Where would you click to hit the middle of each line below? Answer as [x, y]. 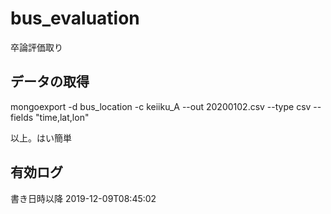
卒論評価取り [36, 47]
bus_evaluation [75, 18]
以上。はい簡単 [41, 138]
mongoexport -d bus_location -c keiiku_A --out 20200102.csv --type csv [161, 106]
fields [22, 117]
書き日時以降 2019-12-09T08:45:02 [83, 198]
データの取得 [50, 82]
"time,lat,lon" [62, 117]
